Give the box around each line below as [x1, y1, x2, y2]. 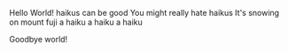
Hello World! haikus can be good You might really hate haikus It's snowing [9, 8, 280, 18]
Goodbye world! [9, 34, 68, 44]
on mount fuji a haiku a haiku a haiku [9, 17, 144, 27]
